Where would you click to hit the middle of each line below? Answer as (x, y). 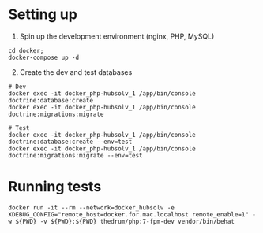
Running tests (55, 187)
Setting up (43, 15)
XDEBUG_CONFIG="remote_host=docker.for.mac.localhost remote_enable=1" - (132, 214)
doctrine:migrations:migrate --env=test (76, 155)
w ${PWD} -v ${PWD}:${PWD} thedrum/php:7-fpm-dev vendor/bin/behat (122, 221)
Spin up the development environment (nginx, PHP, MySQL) (117, 36)
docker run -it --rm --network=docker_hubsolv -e (92, 207)
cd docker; (26, 50)
